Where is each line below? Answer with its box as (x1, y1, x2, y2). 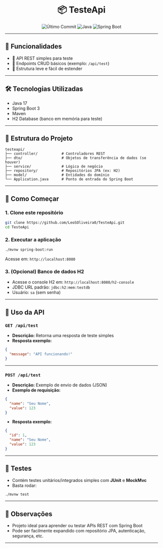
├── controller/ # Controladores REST (5, 152, 105, 156)
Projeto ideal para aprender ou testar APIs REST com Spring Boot (12, 523, 143, 529)
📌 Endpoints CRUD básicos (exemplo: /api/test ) (12, 60, 110, 66)
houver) (5, 160, 21, 165)
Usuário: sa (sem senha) (12, 290, 61, 295)
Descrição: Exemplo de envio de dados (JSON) (12, 382, 108, 388)
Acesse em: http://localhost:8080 (5, 256, 76, 262)
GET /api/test (5, 323, 38, 328)
